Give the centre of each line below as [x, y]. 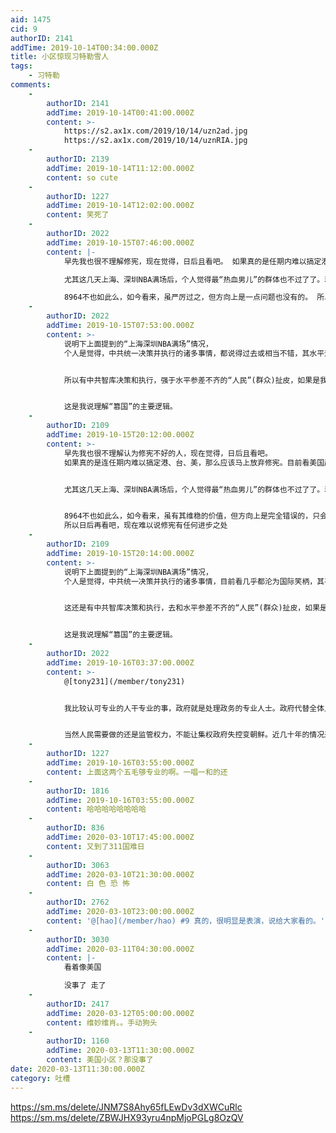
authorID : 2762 [78, 902]
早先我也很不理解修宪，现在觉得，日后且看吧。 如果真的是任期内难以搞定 [192, 261]
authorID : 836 [75, 828]
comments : [31, 85]
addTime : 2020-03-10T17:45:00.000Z [120, 837]
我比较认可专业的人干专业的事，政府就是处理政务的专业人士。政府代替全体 [194, 708]
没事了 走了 [85, 986]
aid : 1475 [31, 19]
